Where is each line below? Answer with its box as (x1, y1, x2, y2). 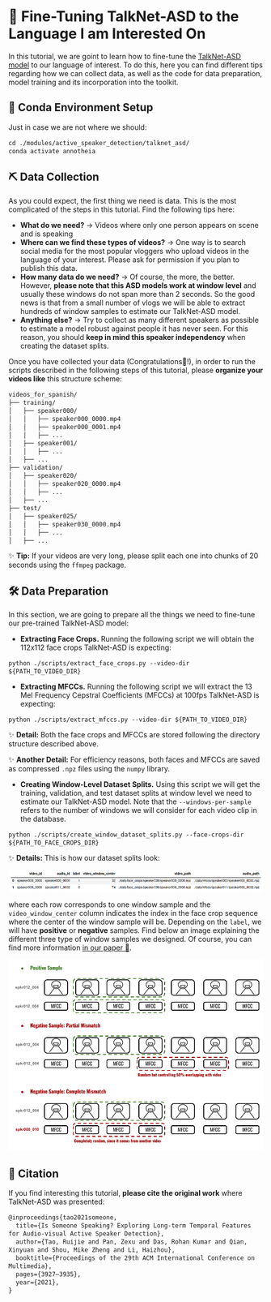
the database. (19, 814, 66, 824)
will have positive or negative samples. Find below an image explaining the (8, 926, 260, 935)
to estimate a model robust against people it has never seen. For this (19, 324, 248, 333)
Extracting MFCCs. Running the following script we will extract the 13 (19, 681, 253, 692)
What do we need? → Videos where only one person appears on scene (19, 220, 259, 230)
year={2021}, (15, 1278, 60, 1287)
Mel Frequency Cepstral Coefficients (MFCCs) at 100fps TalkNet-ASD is (19, 690, 260, 700)
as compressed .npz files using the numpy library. (8, 764, 170, 774)
